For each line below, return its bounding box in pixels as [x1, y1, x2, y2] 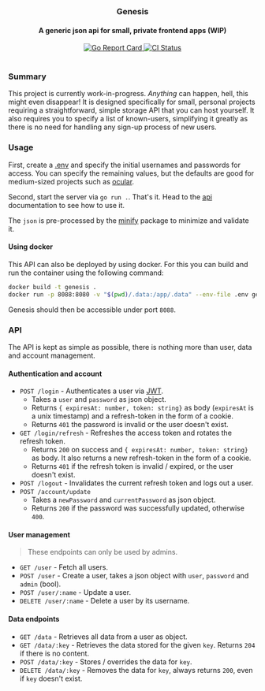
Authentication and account [8, 369, 103, 378]
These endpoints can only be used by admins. [27, 548, 178, 557]
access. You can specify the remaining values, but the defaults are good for [8, 168, 255, 178]
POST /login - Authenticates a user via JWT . [19, 386, 164, 396]
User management [8, 529, 71, 539]
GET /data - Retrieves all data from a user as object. [19, 632, 188, 641]
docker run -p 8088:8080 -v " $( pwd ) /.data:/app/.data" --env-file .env [8, 290, 248, 299]
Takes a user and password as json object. [31, 395, 167, 404]
